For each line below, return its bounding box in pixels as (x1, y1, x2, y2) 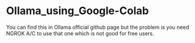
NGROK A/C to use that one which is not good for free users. (6, 29, 155, 37)
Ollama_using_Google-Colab (6, 4, 149, 18)
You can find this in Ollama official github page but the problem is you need (6, 24, 189, 31)
